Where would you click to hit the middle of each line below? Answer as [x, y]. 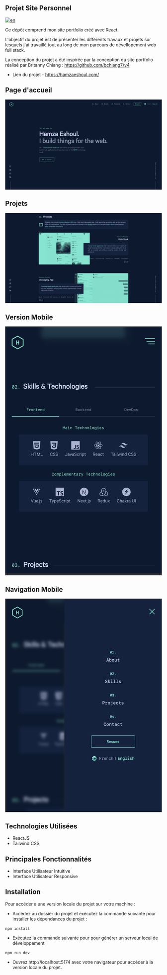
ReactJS [21, 838]
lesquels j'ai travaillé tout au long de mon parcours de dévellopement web [81, 45]
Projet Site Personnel [39, 8]
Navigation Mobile [34, 589]
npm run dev [17, 953]
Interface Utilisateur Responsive [45, 877]
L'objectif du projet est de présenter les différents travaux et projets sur [78, 39]
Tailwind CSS [26, 843]
